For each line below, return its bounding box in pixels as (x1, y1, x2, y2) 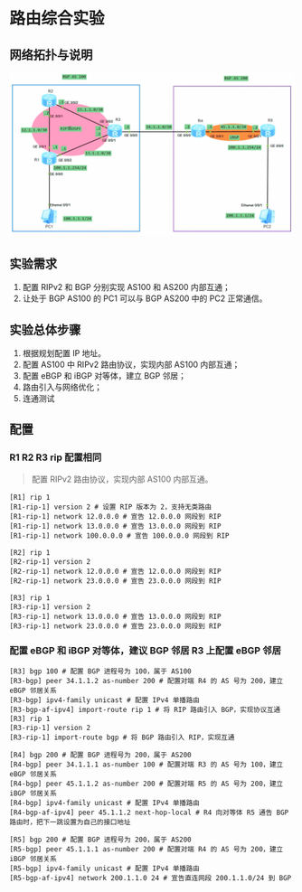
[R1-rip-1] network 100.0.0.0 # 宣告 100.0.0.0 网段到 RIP (9, 531, 230, 540)
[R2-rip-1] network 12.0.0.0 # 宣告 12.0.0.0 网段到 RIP (9, 567, 222, 576)
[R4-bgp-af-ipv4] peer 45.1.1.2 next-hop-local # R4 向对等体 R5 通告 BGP (9, 808, 289, 817)
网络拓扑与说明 (9, 47, 93, 62)
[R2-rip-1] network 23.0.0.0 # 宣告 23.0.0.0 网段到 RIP (9, 576, 222, 586)
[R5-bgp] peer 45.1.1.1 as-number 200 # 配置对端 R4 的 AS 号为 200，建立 (9, 845, 284, 854)
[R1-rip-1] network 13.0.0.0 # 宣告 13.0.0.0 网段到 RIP (9, 521, 222, 531)
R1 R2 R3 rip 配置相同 (9, 451, 102, 464)
